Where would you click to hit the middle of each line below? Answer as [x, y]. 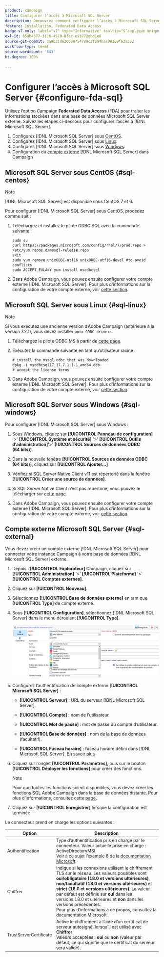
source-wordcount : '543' [30, 52]
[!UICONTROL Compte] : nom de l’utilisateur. [64, 715]
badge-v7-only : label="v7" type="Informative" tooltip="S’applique [75, 31]
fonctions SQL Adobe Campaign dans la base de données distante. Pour [85, 793]
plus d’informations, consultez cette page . [54, 798]
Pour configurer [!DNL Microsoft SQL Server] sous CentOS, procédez [75, 211]
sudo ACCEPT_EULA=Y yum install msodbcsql [56, 270]
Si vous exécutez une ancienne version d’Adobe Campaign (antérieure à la [80, 326]
